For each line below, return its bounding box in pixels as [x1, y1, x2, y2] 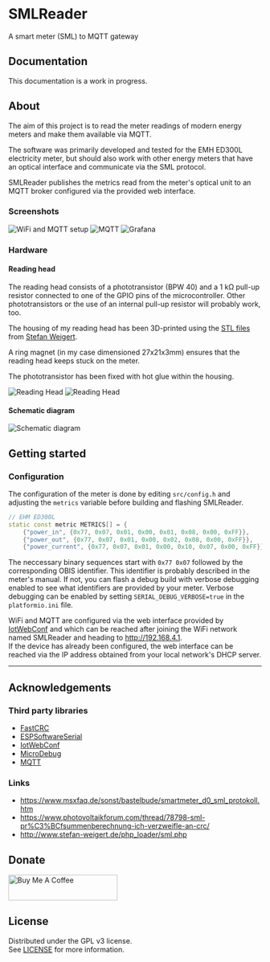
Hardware [8, 244, 48, 256]
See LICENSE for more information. [8, 944, 125, 954]
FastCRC [19, 723, 50, 732]
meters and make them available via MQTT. [8, 129, 152, 139]
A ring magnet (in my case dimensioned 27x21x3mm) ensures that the [8, 347, 240, 357]
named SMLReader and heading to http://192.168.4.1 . [8, 632, 182, 643]
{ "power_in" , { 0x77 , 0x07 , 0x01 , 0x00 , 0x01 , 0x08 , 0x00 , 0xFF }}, [22, 528, 250, 536]
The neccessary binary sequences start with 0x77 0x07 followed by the [8, 558, 243, 567]
